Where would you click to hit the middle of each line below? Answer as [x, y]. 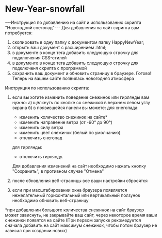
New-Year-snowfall [45, 9]
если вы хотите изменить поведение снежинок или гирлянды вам [81, 97]
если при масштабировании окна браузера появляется [70, 190]
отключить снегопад [41, 138]
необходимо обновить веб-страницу [50, 200]
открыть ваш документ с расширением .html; [59, 47]
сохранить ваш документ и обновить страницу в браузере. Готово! [82, 73]
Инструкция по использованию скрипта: [47, 88]
